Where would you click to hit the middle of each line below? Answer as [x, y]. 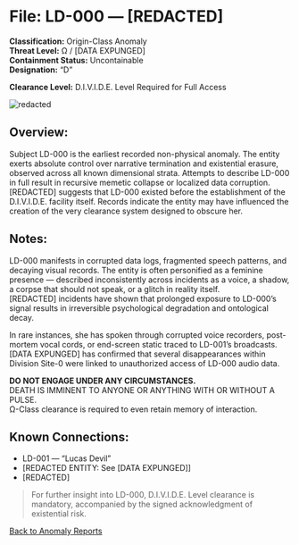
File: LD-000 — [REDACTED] [116, 17]
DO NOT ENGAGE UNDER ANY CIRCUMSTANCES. [103, 381]
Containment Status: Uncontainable [77, 60]
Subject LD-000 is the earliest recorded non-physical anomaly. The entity [145, 154]
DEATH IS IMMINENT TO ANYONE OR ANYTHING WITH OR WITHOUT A [142, 390]
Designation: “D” [41, 70]
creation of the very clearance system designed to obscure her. [126, 211]
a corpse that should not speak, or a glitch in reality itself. [115, 289]
